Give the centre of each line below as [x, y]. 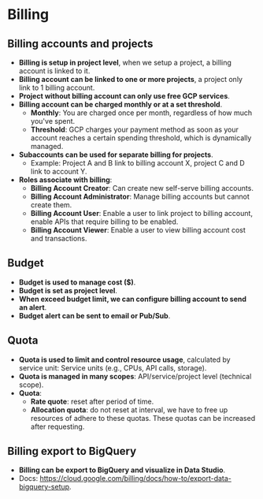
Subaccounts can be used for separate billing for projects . [116, 155]
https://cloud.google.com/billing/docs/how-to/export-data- [135, 479]
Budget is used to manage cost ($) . [77, 282]
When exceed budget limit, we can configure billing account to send [133, 299]
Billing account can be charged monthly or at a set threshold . [120, 104]
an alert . [33, 307]
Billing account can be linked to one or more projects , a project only [131, 79]
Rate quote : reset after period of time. [92, 401]
